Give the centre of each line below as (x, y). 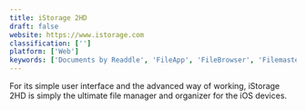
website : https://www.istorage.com (77, 35)
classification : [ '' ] (51, 43)
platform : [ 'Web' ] (44, 52)
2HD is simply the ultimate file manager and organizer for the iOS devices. (148, 95)
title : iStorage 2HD (49, 18)
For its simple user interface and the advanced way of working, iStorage (145, 86)
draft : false (34, 26)
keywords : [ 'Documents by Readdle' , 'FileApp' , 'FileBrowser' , (132, 60)
